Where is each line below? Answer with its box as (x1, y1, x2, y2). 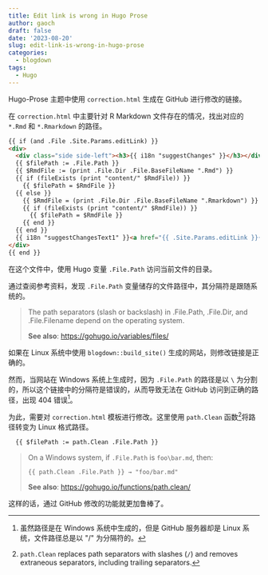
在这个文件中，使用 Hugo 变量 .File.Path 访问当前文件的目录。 (8, 264, 217, 274)
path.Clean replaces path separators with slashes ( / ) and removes (19, 549, 238, 558)
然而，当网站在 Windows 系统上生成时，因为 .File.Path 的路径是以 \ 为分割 (8, 374, 258, 384)
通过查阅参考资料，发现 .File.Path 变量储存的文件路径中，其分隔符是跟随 (8, 281, 251, 290)
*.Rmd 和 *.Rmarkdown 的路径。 (8, 121, 107, 130)
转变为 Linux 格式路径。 (14, 421, 93, 432)
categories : (8, 49, 48, 57)
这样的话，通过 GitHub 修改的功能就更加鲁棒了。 (8, 498, 168, 508)
